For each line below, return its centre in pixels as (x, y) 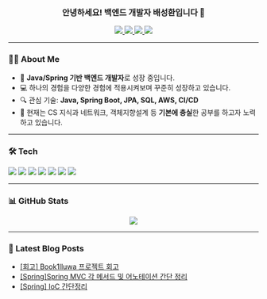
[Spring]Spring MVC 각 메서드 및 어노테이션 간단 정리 (104, 277)
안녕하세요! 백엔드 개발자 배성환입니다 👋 (133, 12)
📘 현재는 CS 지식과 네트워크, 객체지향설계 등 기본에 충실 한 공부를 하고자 (130, 112)
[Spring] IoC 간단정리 (53, 286)
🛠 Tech (23, 151)
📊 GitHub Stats (39, 201)
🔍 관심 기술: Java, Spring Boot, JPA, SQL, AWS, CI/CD (109, 100)
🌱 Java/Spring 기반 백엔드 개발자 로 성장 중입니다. (97, 78)
